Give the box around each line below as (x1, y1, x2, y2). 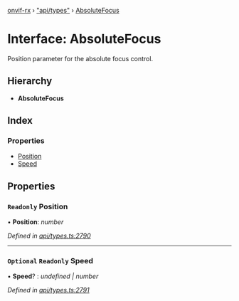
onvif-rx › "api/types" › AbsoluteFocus (7, 6, 119, 14)
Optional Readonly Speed (7, 256, 94, 266)
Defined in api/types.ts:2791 (7, 286, 90, 295)
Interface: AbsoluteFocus (7, 31, 161, 47)
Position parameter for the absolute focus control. (7, 54, 154, 63)
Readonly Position (7, 201, 68, 211)
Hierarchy (7, 75, 53, 88)
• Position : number (7, 218, 64, 226)
